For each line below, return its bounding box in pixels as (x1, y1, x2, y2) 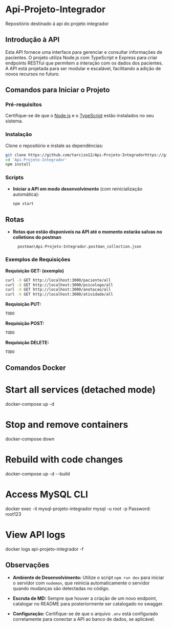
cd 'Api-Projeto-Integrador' (5, 157, 68, 162)
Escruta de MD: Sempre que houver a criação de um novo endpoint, (12, 595, 158, 601)
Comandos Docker (5, 364, 66, 372)
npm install (5, 162, 31, 167)
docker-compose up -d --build (5, 470, 70, 477)
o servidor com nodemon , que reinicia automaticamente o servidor (12, 580, 150, 586)
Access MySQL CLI (5, 489, 89, 500)
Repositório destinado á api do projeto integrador (5, 20, 109, 27)
